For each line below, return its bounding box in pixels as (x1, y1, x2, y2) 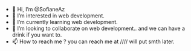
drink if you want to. (11, 31, 62, 38)
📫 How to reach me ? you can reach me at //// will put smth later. (11, 38, 175, 45)
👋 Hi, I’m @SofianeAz (11, 6, 65, 13)
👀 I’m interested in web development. (11, 12, 105, 19)
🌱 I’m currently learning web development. (11, 19, 118, 25)
